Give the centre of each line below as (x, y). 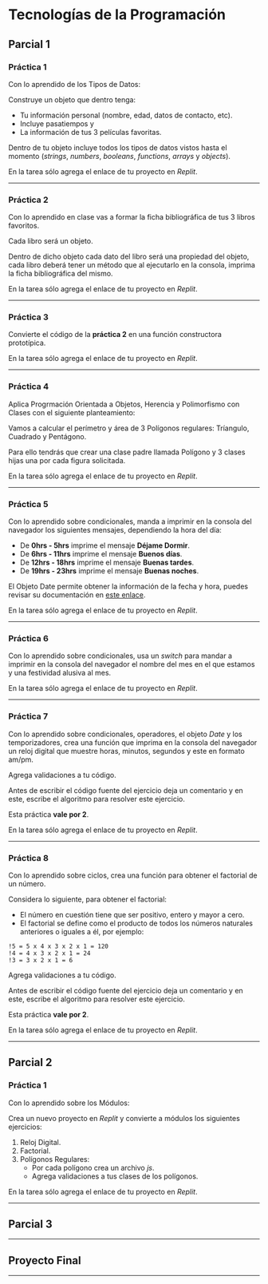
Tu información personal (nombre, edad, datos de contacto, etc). (126, 115)
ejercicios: (25, 1127)
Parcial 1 (29, 44)
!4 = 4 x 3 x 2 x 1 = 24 (49, 953)
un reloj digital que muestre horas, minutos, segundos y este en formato (126, 751)
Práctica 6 (29, 638)
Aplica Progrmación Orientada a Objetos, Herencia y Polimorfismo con (124, 404)
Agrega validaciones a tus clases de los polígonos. (115, 1176)
